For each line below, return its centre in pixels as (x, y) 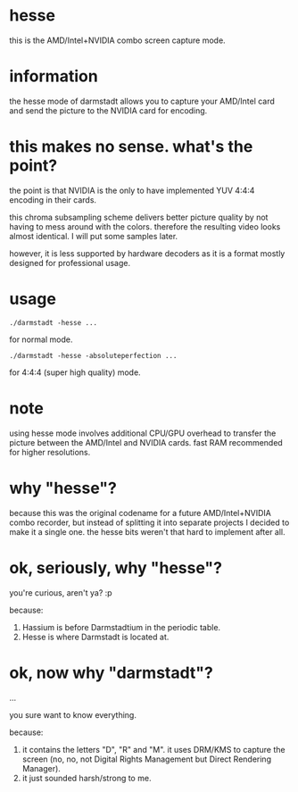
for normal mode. (41, 339)
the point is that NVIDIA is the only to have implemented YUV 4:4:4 (132, 190)
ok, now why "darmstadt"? (112, 673)
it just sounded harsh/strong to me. (87, 778)
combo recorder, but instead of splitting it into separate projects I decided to (149, 522)
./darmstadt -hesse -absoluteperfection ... (93, 355)
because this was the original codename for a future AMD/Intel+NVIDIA (141, 513)
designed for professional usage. (70, 263)
